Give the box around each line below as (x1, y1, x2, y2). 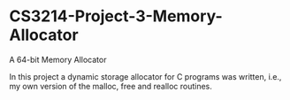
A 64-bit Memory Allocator (9, 54, 107, 65)
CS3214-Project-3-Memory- (9, 6, 223, 27)
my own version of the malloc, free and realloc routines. (9, 81, 212, 91)
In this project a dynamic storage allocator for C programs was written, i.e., (9, 71, 282, 81)
